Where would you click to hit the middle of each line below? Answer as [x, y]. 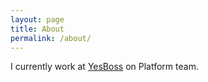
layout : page [37, 19]
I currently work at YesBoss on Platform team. [104, 67]
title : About [37, 29]
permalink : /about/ [51, 38]
